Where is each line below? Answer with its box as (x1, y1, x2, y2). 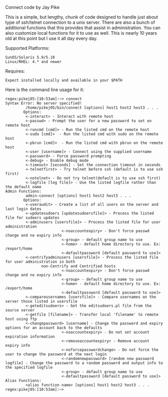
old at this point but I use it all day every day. (5, 35, 98, 41)
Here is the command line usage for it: (5, 87, 85, 93)
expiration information (5, 334, 55, 339)
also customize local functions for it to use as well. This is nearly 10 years (5, 30, 157, 36)
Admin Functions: (5, 189, 42, 194)
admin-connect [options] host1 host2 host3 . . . (25, 193, 132, 198)
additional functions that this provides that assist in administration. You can (5, 25, 161, 31)
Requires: (5, 68, 25, 74)
